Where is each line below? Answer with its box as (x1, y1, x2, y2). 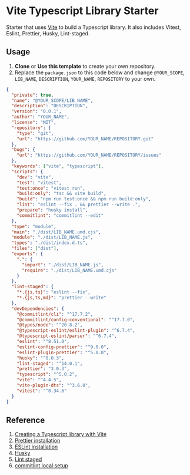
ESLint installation (14, 443, 58, 450)
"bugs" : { (11, 147, 35, 153)
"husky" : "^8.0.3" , (16, 355, 65, 361)
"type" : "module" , (11, 223, 57, 229)
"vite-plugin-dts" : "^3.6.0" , (16, 382, 91, 388)
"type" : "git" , (16, 130, 54, 136)
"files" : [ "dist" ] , (11, 246, 59, 252)
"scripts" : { (11, 169, 44, 174)
